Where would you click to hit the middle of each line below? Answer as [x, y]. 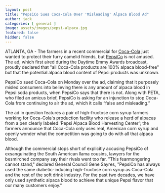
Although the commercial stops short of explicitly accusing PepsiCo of [77, 148]
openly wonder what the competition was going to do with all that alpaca [79, 134]
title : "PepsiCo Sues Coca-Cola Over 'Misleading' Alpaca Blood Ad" [77, 14]
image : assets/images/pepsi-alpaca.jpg [46, 28]
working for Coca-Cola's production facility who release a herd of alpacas [81, 118]
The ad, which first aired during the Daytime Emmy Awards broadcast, [77, 62]
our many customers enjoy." [34, 185]
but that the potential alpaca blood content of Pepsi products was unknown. [82, 72]
